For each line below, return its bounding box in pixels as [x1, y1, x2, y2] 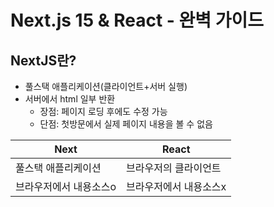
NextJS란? [10, 52, 77, 69]
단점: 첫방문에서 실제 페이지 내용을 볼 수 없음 [39, 118, 213, 130]
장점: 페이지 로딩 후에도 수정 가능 [39, 106, 168, 117]
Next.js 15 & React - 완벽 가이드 [10, 9, 264, 32]
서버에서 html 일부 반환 [24, 93, 116, 105]
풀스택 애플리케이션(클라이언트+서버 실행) [24, 81, 188, 92]
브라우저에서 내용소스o [15, 180, 117, 193]
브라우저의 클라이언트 [126, 161, 222, 175]
